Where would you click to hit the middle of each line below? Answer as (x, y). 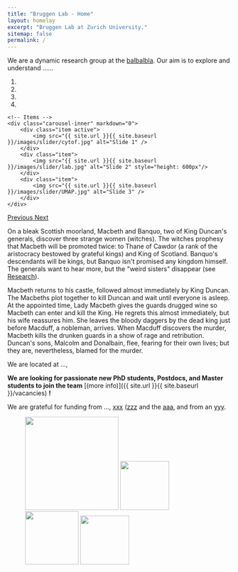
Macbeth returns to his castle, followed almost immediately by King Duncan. (119, 290)
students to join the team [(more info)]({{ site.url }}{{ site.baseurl (103, 386)
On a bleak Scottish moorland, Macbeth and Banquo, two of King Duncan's (117, 231)
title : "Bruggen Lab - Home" (50, 14)
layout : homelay (31, 21)
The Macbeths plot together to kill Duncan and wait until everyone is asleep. (119, 298)
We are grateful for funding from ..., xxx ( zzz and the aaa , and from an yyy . (117, 407)
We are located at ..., (38, 364)
